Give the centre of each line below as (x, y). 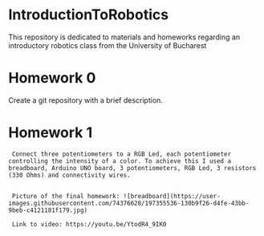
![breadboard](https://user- (172, 196)
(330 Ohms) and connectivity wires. (69, 175)
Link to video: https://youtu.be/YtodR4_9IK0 (89, 224)
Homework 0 (52, 78)
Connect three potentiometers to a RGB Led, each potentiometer (121, 154)
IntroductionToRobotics (89, 15)
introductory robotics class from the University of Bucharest (108, 45)
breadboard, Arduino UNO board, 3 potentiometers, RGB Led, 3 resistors (132, 168)
